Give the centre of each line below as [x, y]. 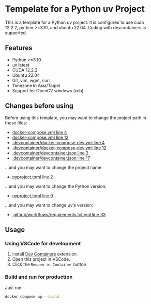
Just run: [14, 287]
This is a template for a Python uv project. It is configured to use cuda [75, 22]
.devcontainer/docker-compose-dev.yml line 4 [58, 142]
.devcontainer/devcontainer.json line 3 [50, 153]
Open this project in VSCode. [41, 259]
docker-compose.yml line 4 [39, 132]
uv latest [21, 65]
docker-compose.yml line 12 [40, 137]
